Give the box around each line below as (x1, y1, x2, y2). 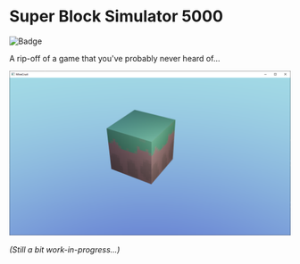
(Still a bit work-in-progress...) (9, 244, 121, 255)
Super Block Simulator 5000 (9, 6, 223, 27)
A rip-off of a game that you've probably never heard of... (9, 53, 221, 63)
